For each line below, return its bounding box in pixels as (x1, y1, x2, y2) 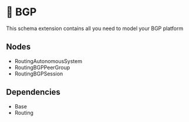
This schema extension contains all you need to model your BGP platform (6, 25, 184, 32)
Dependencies (6, 87, 60, 97)
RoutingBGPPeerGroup (14, 64, 70, 71)
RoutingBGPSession (14, 70, 63, 77)
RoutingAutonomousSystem (14, 57, 82, 64)
